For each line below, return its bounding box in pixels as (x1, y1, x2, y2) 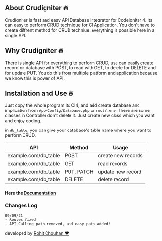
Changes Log (5, 202, 38, 209)
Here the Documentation (5, 190, 56, 196)
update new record (97, 168, 142, 175)
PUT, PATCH (64, 168, 93, 175)
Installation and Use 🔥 (5, 89, 73, 98)
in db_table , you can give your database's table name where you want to (5, 127, 152, 133)
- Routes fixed (5, 218, 36, 222)
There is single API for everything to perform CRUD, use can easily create (5, 60, 154, 66)
